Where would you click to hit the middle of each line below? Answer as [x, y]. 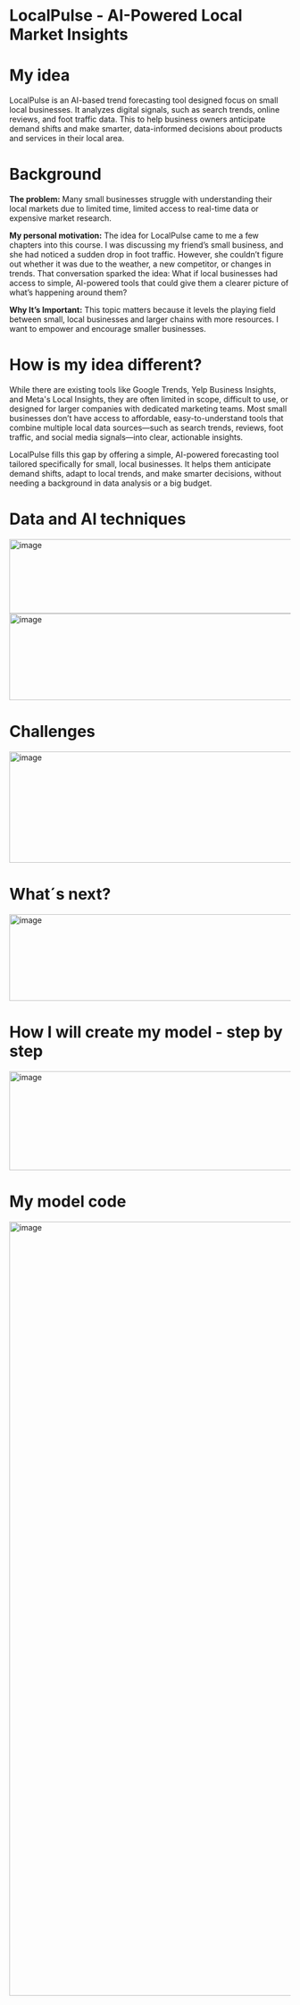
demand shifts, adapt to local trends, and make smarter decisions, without [146, 474]
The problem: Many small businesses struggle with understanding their [141, 199]
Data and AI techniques [98, 519]
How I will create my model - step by [146, 1032]
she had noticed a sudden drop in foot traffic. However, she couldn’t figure [146, 255]
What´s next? [60, 894]
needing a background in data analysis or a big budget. [111, 483]
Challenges [52, 732]
